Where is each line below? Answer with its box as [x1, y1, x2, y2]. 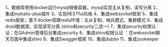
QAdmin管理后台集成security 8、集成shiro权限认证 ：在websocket [18, 30, 156, 35]
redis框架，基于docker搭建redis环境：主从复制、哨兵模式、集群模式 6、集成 [5, 17, 163, 23]
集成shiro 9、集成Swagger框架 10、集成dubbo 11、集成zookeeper [22, 36, 159, 42]
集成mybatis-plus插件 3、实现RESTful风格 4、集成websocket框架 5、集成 [5, 11, 158, 17]
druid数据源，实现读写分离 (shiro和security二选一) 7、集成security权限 [5, 23, 152, 29]
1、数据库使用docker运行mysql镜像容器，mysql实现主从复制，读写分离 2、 [5, 5, 160, 10]
